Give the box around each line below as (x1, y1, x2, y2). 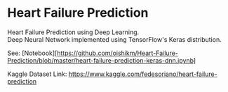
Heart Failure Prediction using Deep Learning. (7, 28, 140, 36)
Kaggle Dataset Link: (7, 70, 67, 78)
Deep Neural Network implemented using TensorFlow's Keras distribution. (7, 35, 222, 43)
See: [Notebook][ (7, 49, 58, 57)
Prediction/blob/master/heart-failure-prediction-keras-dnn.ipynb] (7, 56, 196, 64)
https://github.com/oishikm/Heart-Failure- (57, 49, 179, 57)
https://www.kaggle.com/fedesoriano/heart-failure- (68, 70, 217, 78)
